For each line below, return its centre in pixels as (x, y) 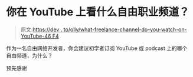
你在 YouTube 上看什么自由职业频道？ (98, 12)
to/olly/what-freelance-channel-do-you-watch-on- (125, 29)
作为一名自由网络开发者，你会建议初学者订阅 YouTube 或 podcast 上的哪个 (97, 48)
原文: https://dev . (41, 29)
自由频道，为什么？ (30, 55)
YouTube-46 (36, 36)
